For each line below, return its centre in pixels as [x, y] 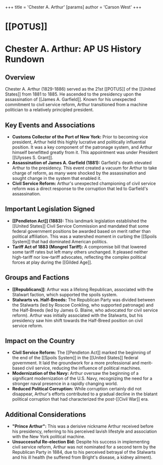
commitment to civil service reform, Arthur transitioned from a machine [76, 105]
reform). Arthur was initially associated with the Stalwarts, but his [77, 315]
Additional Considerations [45, 415]
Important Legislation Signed [50, 209]
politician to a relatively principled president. [49, 110]
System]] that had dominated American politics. [60, 241]
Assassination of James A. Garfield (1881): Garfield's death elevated [82, 163]
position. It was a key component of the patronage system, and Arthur [82, 147]
